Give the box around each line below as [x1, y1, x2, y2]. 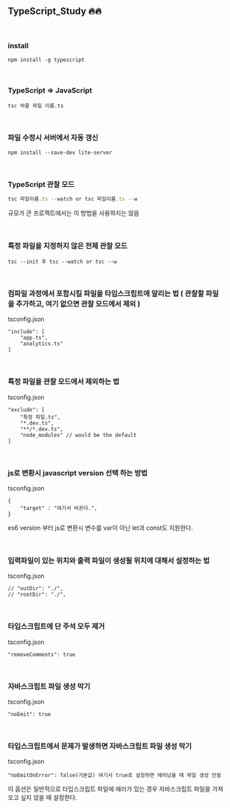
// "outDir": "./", [8, 585, 64, 592]
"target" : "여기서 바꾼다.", [20, 505, 98, 512]
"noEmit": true [8, 710, 51, 717]
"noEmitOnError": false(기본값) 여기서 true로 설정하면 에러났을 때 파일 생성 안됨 [8, 772, 222, 779]
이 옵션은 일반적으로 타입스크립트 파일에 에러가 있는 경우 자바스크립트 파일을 [8, 785, 211, 793]
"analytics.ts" [20, 340, 64, 348]
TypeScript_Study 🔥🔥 [8, 5, 102, 17]
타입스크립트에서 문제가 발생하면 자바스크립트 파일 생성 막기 [8, 741, 192, 751]
